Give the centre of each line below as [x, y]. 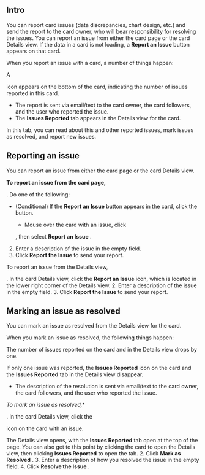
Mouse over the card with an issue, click [75, 225]
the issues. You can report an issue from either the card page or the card [98, 38]
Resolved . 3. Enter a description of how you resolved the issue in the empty [103, 460]
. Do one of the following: [38, 194]
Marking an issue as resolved [63, 311]
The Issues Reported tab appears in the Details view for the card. [98, 118]
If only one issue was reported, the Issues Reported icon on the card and [99, 368]
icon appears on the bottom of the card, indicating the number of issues [97, 87]
